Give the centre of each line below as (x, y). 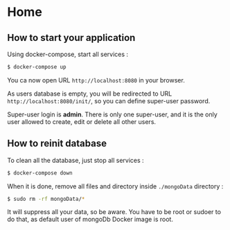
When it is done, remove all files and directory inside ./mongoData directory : (115, 186)
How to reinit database (57, 144)
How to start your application (71, 38)
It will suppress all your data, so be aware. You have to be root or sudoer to (114, 212)
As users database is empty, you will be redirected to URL (90, 94)
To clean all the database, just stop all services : (76, 160)
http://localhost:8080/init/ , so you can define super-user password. (109, 100)
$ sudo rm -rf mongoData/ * (46, 199)
